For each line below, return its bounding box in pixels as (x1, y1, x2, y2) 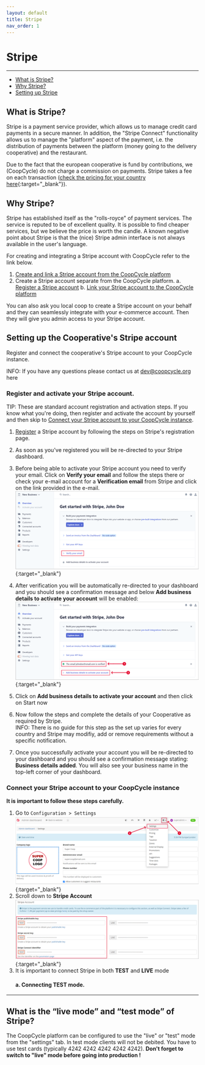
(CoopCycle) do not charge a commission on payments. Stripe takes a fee (6, 167, 192, 175)
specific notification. (15, 737, 67, 744)
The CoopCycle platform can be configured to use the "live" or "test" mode (6, 1032, 196, 1039)
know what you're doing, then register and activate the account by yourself (6, 410, 195, 417)
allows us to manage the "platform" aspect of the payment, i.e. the (6, 136, 173, 143)
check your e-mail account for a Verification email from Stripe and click (15, 478, 197, 485)
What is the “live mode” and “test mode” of (6, 1006, 175, 1017)
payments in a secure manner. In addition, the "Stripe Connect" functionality (6, 129, 198, 137)
